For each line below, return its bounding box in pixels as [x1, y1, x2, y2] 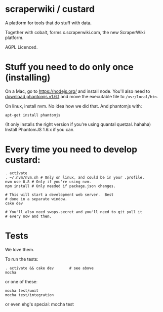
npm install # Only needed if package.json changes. [5, 184, 116, 189]
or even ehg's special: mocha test [5, 301, 74, 307]
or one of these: [5, 278, 38, 284]
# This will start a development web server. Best [5, 192, 114, 197]
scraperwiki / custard [5, 3, 95, 15]
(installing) [5, 72, 51, 83]
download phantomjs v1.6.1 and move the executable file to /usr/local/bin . [5, 93, 158, 99]
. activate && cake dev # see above [5, 266, 94, 271]
